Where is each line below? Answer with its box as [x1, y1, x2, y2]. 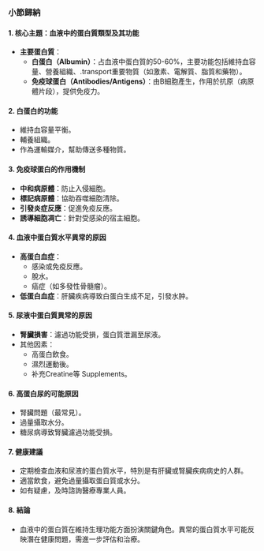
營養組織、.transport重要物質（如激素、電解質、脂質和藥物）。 [45, 67, 247, 77]
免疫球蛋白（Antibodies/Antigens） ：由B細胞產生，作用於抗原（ [31, 77, 240, 86]
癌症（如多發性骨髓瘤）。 [31, 281, 112, 290]
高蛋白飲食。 [31, 349, 73, 358]
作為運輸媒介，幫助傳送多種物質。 [19, 144, 131, 155]
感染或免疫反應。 [31, 261, 87, 271]
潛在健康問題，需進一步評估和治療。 [26, 534, 144, 544]
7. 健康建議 [8, 447, 43, 456]
